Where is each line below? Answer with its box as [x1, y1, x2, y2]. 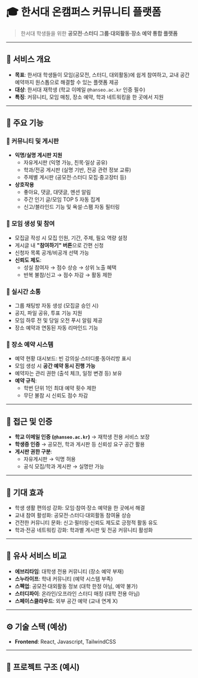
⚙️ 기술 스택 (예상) [6, 622, 68, 632]
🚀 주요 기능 [6, 118, 44, 128]
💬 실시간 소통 [6, 288, 41, 296]
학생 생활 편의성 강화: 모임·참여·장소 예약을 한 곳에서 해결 [14, 504, 146, 511]
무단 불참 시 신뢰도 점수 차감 [23, 392, 88, 399]
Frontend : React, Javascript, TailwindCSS [14, 638, 116, 645]
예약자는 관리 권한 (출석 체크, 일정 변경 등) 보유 [14, 370, 123, 377]
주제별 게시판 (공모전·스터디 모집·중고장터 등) [23, 174, 127, 181]
